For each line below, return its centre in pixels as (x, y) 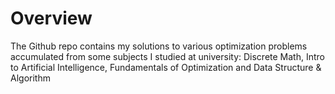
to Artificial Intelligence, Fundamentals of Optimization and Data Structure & (166, 67)
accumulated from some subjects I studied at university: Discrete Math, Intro (167, 56)
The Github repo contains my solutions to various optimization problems (159, 46)
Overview (51, 18)
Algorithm (30, 78)
